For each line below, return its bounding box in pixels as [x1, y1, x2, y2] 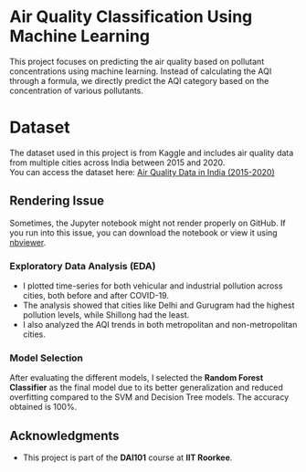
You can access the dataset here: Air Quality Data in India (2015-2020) [9, 166, 276, 177]
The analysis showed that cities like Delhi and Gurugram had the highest [22, 299, 295, 310]
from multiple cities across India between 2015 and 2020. [9, 157, 226, 168]
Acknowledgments [9, 427, 121, 444]
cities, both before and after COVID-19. [22, 289, 169, 300]
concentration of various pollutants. [9, 85, 144, 96]
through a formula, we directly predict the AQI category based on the [9, 75, 269, 86]
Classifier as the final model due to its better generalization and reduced [9, 382, 283, 393]
